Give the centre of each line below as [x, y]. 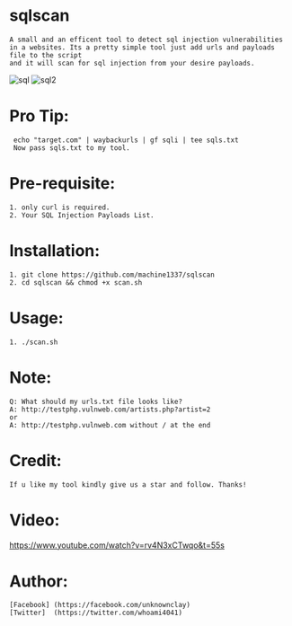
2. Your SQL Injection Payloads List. [82, 215]
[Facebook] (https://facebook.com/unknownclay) [100, 605]
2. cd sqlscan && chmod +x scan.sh [76, 282]
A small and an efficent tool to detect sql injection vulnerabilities [146, 40]
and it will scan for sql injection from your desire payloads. [132, 63]
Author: [39, 581]
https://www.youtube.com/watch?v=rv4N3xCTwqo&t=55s [117, 545]
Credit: [35, 460]
